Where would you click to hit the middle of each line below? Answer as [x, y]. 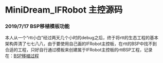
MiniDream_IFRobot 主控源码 [64, 10]
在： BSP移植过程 [22, 56]
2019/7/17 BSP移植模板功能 [37, 26]
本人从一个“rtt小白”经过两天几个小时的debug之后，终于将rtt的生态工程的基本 [82, 38]
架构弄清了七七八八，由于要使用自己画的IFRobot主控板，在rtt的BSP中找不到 [81, 44]
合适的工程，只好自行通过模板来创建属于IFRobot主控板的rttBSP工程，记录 [79, 50]
